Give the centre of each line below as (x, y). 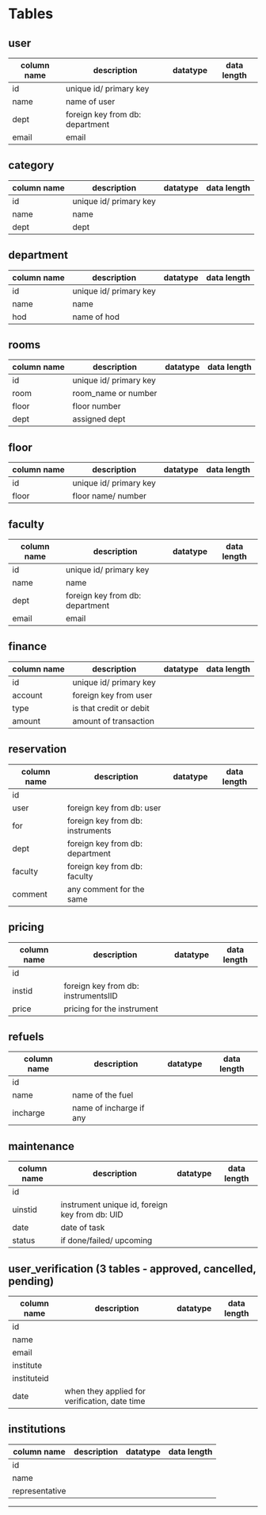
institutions (37, 1429)
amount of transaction (114, 721)
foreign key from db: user (114, 808)
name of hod (96, 317)
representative (39, 1490)
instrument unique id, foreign (114, 1205)
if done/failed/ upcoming (106, 1240)
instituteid (30, 1378)
